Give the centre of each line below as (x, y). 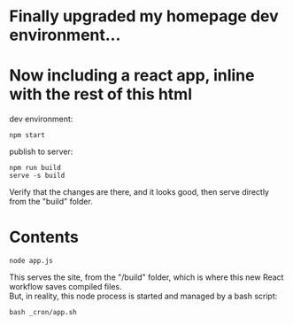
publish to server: (41, 151)
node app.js (31, 261)
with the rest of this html (101, 94)
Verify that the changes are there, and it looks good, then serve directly (139, 192)
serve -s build (37, 176)
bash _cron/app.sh (43, 313)
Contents (44, 237)
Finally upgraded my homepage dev (144, 16)
